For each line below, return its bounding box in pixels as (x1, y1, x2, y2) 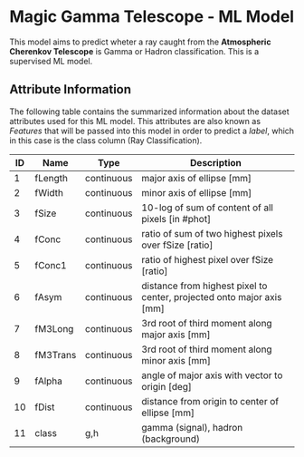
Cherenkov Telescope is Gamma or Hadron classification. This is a (9, 45, 260, 56)
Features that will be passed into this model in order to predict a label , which (9, 125, 295, 136)
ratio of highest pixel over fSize (141, 253, 274, 266)
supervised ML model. (9, 55, 93, 66)
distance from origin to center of (141, 394, 279, 407)
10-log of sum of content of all (141, 201, 274, 214)
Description (189, 156, 242, 169)
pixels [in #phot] (141, 212, 211, 225)
